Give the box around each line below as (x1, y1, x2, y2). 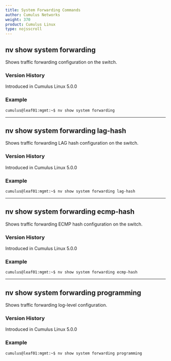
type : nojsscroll (5, 27, 42, 32)
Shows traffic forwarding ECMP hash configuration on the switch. (5, 221, 142, 227)
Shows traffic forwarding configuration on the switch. (5, 59, 118, 65)
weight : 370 (5, 17, 31, 22)
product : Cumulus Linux (5, 21, 56, 27)
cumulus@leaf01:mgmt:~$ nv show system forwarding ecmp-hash (5, 269, 138, 275)
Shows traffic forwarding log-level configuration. (5, 302, 107, 308)
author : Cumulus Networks (5, 12, 60, 17)
